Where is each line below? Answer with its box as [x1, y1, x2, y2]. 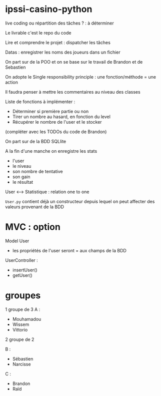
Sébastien [12, 355, 33, 361]
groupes [5, 290, 41, 301]
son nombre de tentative [12, 168, 63, 174]
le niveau [12, 163, 31, 169]
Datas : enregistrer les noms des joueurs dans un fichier [5, 49, 121, 55]
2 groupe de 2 [5, 336, 34, 342]
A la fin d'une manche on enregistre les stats [5, 148, 97, 154]
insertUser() [12, 267, 37, 273]
